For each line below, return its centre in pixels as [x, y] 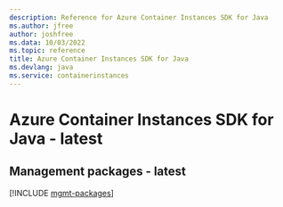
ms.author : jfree [41, 26]
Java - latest [56, 138]
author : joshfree [41, 34]
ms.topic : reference [48, 51]
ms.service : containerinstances [69, 76]
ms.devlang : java [41, 68]
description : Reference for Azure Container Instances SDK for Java [139, 17]
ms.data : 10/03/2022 [48, 42]
